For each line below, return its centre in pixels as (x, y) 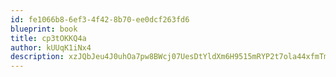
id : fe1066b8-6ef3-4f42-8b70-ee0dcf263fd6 (100, 19)
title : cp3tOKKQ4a (48, 38)
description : (37, 57)
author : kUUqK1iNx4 (51, 47)
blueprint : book (44, 29)
